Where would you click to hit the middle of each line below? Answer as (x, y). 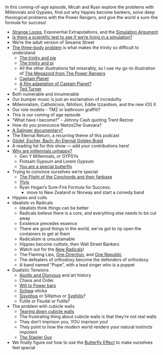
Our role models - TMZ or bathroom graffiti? (56, 110)
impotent (28, 332)
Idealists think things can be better (54, 208)
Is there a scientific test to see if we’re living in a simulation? (72, 37)
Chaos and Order (37, 280)
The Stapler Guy (36, 337)
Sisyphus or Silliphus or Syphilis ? (53, 296)
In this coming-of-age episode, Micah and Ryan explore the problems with (80, 7)
